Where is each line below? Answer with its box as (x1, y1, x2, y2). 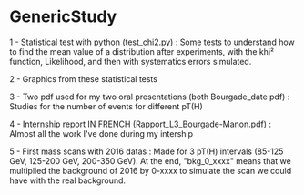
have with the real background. (9, 175, 126, 186)
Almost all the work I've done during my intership (9, 128, 194, 139)
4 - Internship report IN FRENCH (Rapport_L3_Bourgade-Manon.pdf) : (9, 118, 271, 129)
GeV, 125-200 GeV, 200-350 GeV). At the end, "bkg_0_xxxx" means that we (9, 155, 291, 166)
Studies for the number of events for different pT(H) (9, 100, 203, 111)
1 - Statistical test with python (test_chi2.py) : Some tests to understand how (9, 36, 296, 47)
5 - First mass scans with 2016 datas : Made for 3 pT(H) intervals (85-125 (9, 146, 284, 157)
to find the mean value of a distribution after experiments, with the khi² (9, 46, 275, 56)
